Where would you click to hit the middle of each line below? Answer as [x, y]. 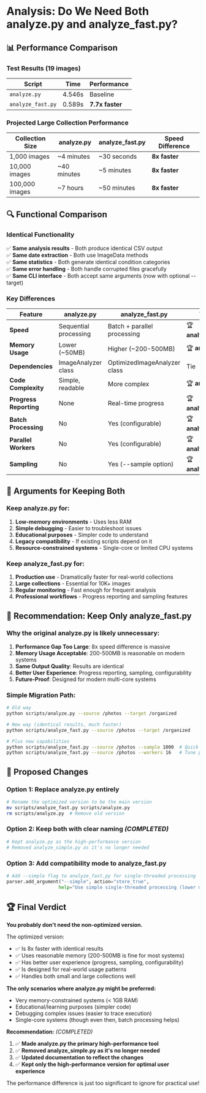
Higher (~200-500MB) [141, 349]
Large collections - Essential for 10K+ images [73, 584]
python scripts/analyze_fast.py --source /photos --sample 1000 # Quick [103, 747]
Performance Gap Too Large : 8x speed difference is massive [93, 646]
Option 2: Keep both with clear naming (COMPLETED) [88, 829]
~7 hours [71, 188]
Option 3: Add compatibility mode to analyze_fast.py [86, 863]
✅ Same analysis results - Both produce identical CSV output [85, 248]
